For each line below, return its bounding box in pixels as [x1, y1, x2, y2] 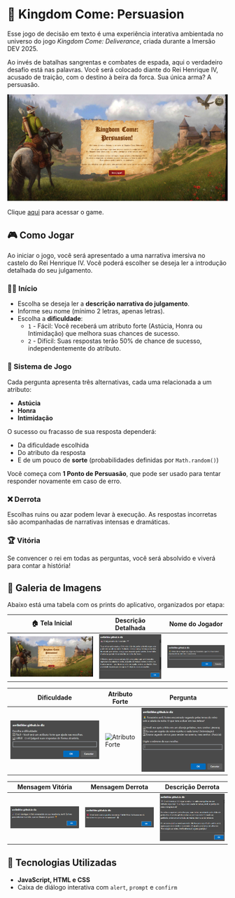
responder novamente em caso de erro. [7, 477, 122, 485]
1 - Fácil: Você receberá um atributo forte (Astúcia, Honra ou [27, 322, 203, 330]
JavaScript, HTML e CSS [17, 876, 91, 884]
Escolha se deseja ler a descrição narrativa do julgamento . [17, 299, 190, 308]
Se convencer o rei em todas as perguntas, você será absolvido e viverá [7, 554, 215, 563]
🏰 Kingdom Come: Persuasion [7, 6, 185, 22]
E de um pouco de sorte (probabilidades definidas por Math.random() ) [17, 456, 219, 464]
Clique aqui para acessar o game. [7, 208, 104, 217]
